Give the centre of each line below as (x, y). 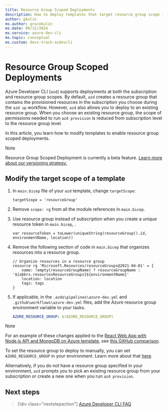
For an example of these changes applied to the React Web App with (76, 336)
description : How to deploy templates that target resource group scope (82, 14)
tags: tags (33, 283)
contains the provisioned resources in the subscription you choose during (81, 102)
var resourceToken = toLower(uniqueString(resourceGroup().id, (80, 233)
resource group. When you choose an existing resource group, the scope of (83, 112)
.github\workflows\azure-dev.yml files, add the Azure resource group (84, 302)
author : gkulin (21, 19)
